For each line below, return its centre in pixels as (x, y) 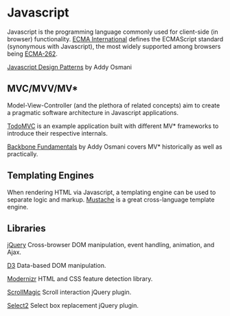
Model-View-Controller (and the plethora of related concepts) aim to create (114, 105)
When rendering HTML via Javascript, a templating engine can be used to (112, 192)
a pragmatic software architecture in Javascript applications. (93, 112)
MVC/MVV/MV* (43, 88)
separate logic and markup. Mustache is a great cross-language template (111, 199)
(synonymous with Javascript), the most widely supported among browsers (114, 46)
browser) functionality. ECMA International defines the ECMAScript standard (115, 39)
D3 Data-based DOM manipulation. (57, 266)
